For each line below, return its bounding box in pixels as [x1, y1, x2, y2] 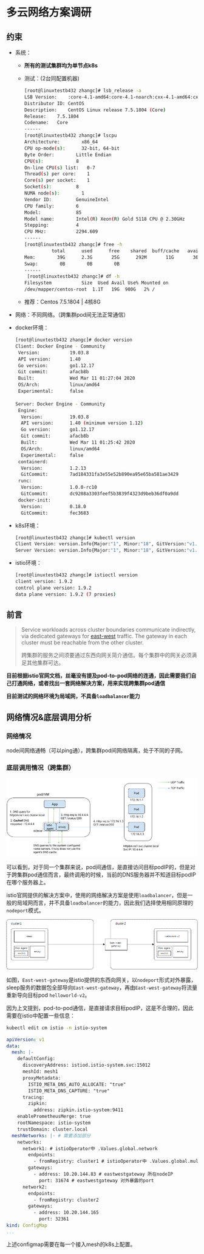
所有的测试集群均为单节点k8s [24, 62, 98, 69]
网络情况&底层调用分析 [6, 712, 92, 722]
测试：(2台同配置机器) [24, 75, 80, 82]
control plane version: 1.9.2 [15, 585, 92, 591]
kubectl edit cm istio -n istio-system [6, 1025, 107, 1031]
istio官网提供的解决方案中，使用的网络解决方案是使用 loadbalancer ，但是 [6, 892, 188, 899]
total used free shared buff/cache [51, 247, 180, 254]
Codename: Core [24, 120, 69, 126]
